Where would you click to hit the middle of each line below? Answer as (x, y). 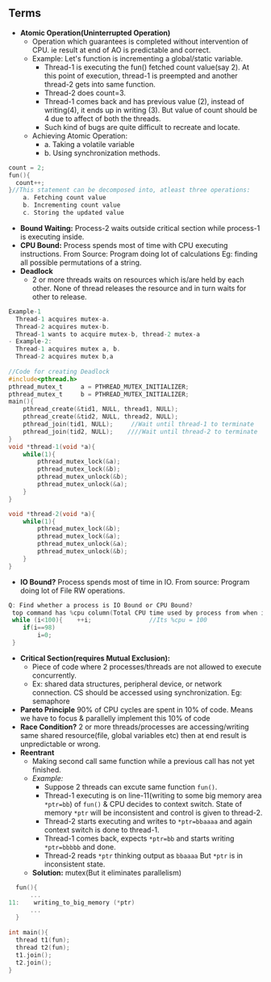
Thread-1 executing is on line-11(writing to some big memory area (153, 795)
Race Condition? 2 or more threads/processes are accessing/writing (134, 727)
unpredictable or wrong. (60, 744)
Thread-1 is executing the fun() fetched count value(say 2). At (147, 67)
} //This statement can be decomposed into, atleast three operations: (129, 190)
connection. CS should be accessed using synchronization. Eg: (137, 692)
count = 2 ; (27, 168)
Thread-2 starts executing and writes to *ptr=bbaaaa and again (148, 821)
